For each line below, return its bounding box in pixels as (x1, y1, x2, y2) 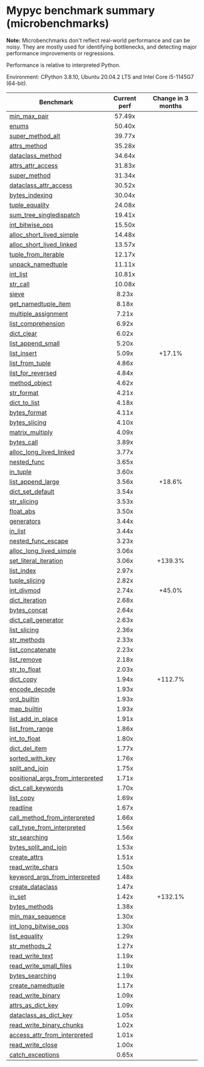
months (159, 102, 182, 110)
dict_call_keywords (9, 784, 64, 792)
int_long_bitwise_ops (9, 922, 69, 930)
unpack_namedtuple (9, 260, 68, 268)
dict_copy (9, 675, 38, 683)
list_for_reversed (9, 368, 57, 377)
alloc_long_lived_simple (9, 547, 77, 555)
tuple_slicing (9, 576, 46, 584)
